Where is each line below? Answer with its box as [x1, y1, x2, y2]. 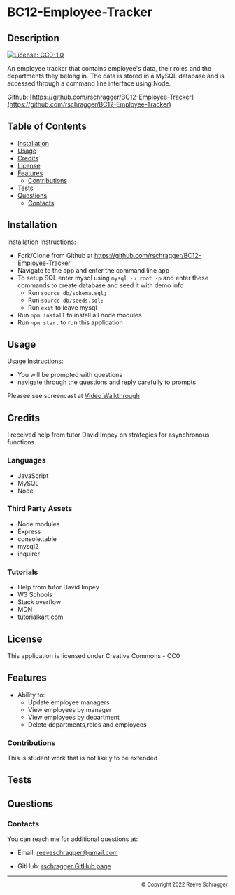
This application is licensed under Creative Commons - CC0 [7, 651, 180, 660]
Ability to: [17, 690, 45, 699]
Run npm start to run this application [17, 318, 124, 327]
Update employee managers [27, 698, 110, 706]
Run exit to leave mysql [27, 303, 97, 312]
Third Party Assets [7, 504, 73, 514]
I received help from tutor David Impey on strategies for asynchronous [7, 430, 210, 439]
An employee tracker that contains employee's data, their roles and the [7, 64, 212, 72]
